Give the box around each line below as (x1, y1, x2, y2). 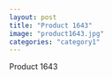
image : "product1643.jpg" (9, 29, 104, 38)
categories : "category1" (9, 37, 101, 47)
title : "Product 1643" (9, 21, 93, 30)
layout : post (9, 12, 57, 22)
